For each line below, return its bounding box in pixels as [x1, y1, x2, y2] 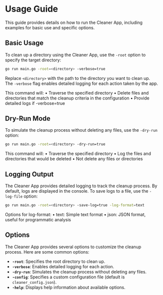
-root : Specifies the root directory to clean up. [12, 258, 106, 264]
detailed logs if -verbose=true [5, 100, 65, 106]
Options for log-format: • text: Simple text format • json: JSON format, [5, 212, 146, 217]
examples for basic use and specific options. [5, 24, 95, 30]
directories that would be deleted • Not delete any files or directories [5, 156, 143, 162]
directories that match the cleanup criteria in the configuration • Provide [5, 95, 150, 101]
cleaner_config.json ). [12, 279, 57, 285]
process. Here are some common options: [5, 249, 90, 255]
